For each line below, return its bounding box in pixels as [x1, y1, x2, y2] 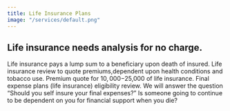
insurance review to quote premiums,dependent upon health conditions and [7, 67, 223, 75]
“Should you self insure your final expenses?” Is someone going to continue [7, 89, 223, 97]
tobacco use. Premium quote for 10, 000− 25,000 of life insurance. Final [7, 75, 209, 83]
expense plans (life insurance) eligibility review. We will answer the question [7, 82, 223, 90]
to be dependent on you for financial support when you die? [7, 97, 178, 105]
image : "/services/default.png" [7, 16, 100, 23]
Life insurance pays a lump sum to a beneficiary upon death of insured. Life [7, 60, 222, 69]
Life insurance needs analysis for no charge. [7, 42, 202, 53]
